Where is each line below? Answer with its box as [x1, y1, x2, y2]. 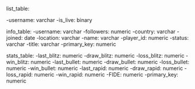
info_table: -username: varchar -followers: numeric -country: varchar [6, 28, 176, 35]
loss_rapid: [6, 71, 33, 78]
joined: [6, 34, 23, 41]
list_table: [6, 5, 30, 12]
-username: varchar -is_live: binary [6, 17, 92, 23]
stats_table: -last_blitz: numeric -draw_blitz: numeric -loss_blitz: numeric [6, 52, 185, 59]
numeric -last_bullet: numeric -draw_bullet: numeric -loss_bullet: [30, 59, 190, 65]
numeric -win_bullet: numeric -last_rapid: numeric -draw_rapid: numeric [6, 65, 183, 72]
